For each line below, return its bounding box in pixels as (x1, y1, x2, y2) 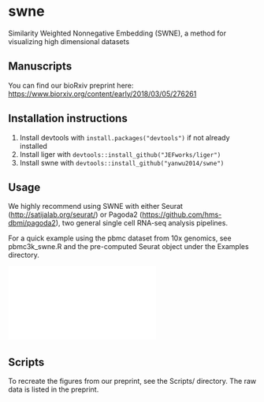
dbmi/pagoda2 (8, 218, 57, 228)
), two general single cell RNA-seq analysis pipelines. (55, 218, 229, 228)
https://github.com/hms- (141, 210, 222, 219)
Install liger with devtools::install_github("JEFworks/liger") (19, 149, 221, 159)
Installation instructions (8, 112, 128, 125)
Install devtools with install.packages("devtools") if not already (19, 132, 230, 142)
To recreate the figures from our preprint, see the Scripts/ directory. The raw (8, 377, 257, 386)
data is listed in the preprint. (8, 385, 99, 394)
